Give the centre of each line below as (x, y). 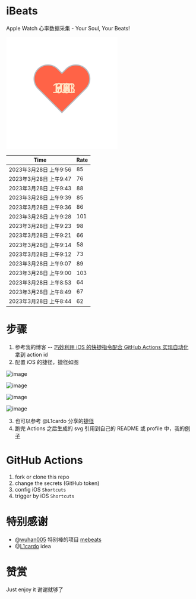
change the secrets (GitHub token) (57, 483)
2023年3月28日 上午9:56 (40, 169)
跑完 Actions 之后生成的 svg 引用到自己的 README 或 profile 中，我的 (100, 428)
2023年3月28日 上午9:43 (40, 189)
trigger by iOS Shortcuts (45, 496)
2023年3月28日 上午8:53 (40, 282)
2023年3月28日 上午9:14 (40, 245)
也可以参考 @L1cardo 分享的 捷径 (54, 421)
